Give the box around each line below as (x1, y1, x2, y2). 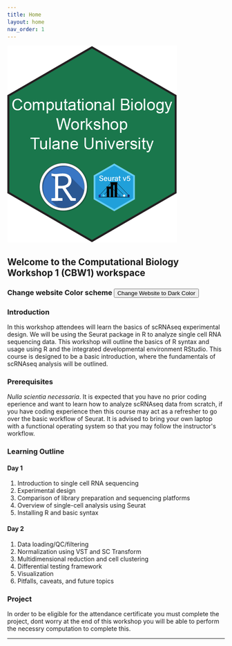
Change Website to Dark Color (117, 289, 195, 297)
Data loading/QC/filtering (17, 540, 89, 548)
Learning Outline (7, 447, 65, 456)
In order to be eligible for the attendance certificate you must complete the (7, 609, 220, 618)
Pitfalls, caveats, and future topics (17, 577, 114, 585)
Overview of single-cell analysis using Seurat (17, 501, 146, 510)
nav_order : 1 (7, 26, 45, 33)
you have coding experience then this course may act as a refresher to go (7, 407, 217, 415)
